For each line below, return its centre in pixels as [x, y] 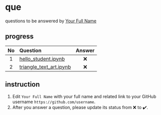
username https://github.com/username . [54, 102]
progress [19, 36]
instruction [23, 85]
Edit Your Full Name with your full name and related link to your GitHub [84, 96]
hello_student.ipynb [42, 58]
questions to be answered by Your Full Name [51, 21]
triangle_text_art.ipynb [45, 67]
